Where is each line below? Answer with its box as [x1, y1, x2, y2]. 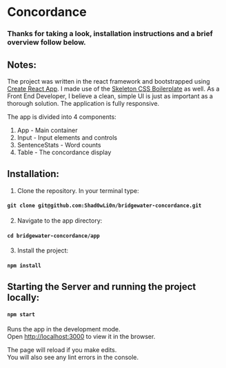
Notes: [7, 59, 37, 71]
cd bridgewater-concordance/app [7, 232, 100, 239]
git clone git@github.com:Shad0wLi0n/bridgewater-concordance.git [7, 202, 202, 210]
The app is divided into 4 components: [7, 112, 117, 121]
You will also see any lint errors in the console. [7, 353, 139, 362]
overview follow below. [7, 37, 86, 47]
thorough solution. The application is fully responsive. [7, 99, 160, 107]
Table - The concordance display [17, 148, 112, 156]
